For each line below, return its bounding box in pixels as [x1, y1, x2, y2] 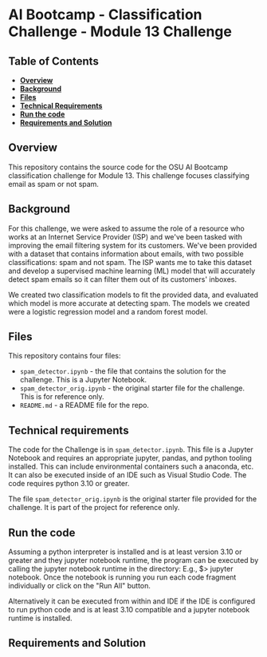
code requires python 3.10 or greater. [8, 479, 130, 489]
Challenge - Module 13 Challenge [8, 22, 233, 41]
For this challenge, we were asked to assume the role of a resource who [8, 224, 245, 233]
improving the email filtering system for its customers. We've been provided [8, 240, 257, 250]
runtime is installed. [8, 613, 73, 623]
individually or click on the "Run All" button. [8, 581, 151, 591]
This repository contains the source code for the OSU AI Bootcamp [8, 162, 229, 172]
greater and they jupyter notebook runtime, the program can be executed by [8, 556, 259, 565]
